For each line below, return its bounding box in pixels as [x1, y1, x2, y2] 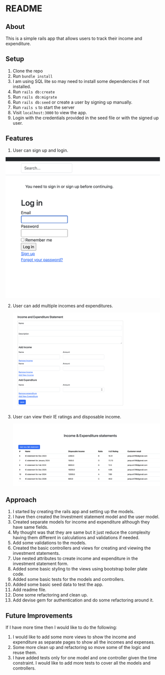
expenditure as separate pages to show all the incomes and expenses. [12, 639, 155, 645]
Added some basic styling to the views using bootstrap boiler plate [12, 566, 147, 572]
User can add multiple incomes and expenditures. [12, 303, 113, 309]
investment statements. [12, 550, 60, 556]
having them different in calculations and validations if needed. [12, 535, 140, 541]
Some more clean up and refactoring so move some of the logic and [12, 645, 150, 650]
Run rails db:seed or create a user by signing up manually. [12, 99, 133, 105]
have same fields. [12, 524, 48, 530]
